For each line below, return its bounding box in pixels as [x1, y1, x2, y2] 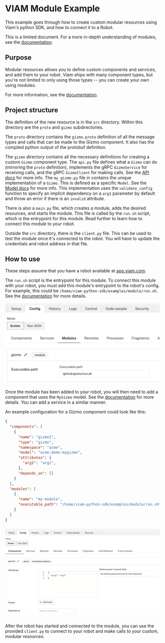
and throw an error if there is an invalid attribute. [5, 195, 106, 202]
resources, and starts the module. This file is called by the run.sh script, [5, 210, 151, 216]
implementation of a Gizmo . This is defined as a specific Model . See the [5, 180, 147, 186]
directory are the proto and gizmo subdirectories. [5, 124, 104, 130]
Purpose [5, 54, 32, 62]
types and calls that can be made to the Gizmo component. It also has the [5, 139, 155, 145]
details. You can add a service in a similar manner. [5, 399, 107, 406]
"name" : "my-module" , [18, 497, 63, 502]
